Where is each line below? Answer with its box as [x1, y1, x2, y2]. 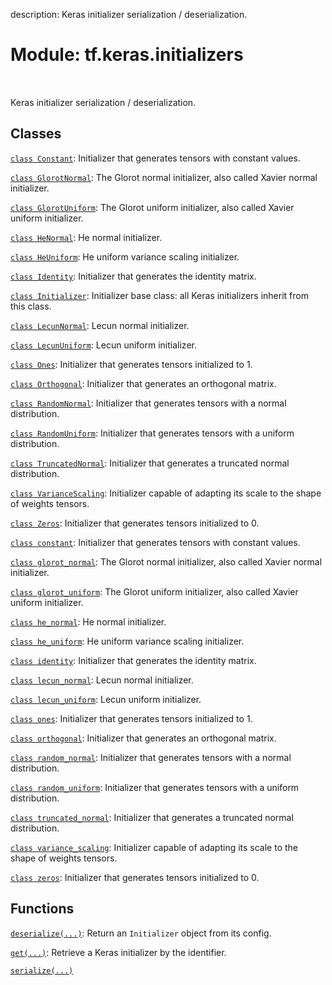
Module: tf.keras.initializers [10, 44, 244, 66]
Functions [10, 900, 75, 918]
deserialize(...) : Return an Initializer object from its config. [10, 927, 272, 939]
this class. [10, 300, 52, 312]
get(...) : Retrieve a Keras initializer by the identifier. [10, 946, 227, 958]
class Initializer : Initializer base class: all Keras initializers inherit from [10, 289, 309, 301]
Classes [10, 125, 62, 143]
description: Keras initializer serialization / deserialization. [10, 9, 248, 20]
